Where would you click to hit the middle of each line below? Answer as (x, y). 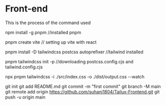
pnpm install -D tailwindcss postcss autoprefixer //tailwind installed (74, 52)
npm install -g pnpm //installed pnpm (43, 32)
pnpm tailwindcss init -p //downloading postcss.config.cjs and (69, 61)
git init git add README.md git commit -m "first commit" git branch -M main (83, 86)
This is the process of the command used (48, 23)
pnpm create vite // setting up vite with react (51, 42)
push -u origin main (25, 97)
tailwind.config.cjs (24, 67)
